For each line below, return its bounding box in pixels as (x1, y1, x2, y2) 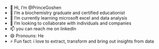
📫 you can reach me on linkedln (9, 26, 77, 31)
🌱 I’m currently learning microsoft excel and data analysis (9, 15, 128, 21)
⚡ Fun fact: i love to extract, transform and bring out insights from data (9, 38, 154, 44)
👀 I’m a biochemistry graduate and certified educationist (9, 10, 125, 16)
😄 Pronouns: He (9, 33, 44, 39)
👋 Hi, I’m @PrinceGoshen (9, 5, 62, 10)
